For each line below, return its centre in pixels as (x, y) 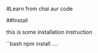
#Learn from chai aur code (40, 9)
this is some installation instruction (49, 32)
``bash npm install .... (32, 44)
